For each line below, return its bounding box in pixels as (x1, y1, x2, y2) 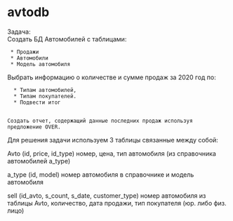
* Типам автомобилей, (13, 86, 77, 93)
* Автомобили (10, 54, 49, 62)
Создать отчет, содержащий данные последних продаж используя (7, 117, 193, 124)
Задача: (7, 27, 31, 36)
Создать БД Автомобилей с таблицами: (7, 34, 127, 43)
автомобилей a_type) (7, 156, 71, 165)
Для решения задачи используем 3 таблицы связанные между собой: (7, 135, 219, 144)
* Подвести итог (13, 99, 61, 106)
